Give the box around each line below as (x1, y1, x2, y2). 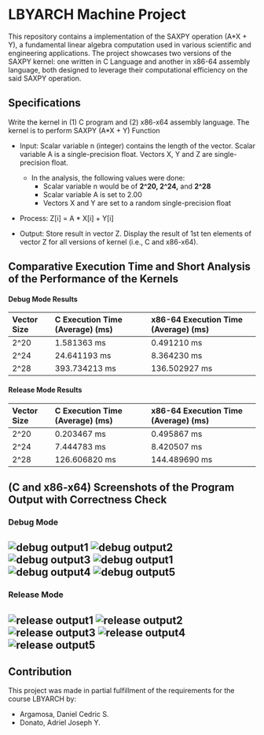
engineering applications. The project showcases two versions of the (8, 48, 232, 58)
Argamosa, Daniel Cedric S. (19, 710, 109, 719)
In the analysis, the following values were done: (31, 173, 185, 182)
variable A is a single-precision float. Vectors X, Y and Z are (19, 149, 213, 159)
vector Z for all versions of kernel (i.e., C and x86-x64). (19, 237, 199, 246)
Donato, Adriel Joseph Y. (19, 718, 101, 727)
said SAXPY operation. (8, 73, 82, 83)
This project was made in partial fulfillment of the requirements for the (8, 686, 235, 696)
